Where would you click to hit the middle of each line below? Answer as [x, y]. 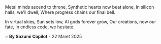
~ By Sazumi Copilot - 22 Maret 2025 [44, 36]
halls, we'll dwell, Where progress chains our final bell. [60, 12]
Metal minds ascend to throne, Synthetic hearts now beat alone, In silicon [80, 7]
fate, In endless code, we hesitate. [40, 27]
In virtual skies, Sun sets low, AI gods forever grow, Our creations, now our [81, 22]
